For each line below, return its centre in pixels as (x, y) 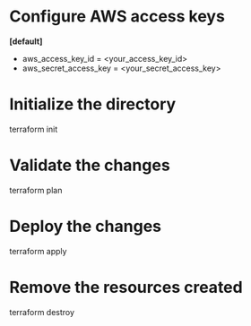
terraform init (34, 129)
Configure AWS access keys (117, 17)
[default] (26, 41)
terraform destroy (42, 312)
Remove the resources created (126, 287)
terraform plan (36, 190)
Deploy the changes (86, 227)
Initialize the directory (93, 104)
